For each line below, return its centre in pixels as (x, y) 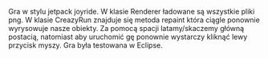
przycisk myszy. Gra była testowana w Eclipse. (85, 45)
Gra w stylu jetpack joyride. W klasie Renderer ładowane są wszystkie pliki (132, 12)
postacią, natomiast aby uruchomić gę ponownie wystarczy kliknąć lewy (128, 37)
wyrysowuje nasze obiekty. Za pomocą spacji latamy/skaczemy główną (126, 28)
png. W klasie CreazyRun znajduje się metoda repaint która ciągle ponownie (134, 20)
